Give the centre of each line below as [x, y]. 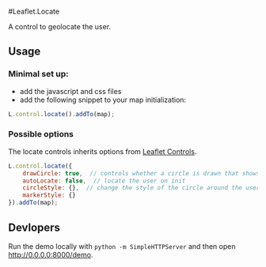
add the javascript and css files [70, 91]
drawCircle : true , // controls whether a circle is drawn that [131, 173]
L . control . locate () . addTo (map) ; [61, 114]
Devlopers [34, 227]
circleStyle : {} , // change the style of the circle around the [133, 188]
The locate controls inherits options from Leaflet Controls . [103, 151]
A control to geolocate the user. [60, 26]
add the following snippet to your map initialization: [103, 100]
